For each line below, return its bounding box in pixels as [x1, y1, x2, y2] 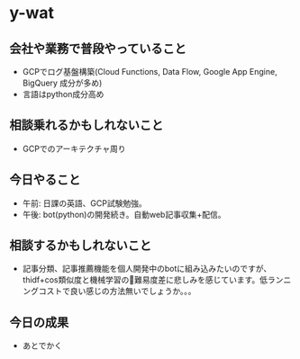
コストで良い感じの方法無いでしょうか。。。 [38, 286, 196, 297]
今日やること [9, 172, 81, 187]
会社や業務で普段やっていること [9, 40, 186, 56]
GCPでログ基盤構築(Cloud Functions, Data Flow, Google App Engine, [22, 67, 277, 76]
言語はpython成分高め [22, 89, 105, 99]
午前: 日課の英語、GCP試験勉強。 [22, 197, 147, 209]
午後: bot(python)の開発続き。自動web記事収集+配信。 [22, 209, 226, 220]
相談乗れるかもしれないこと [9, 118, 164, 133]
